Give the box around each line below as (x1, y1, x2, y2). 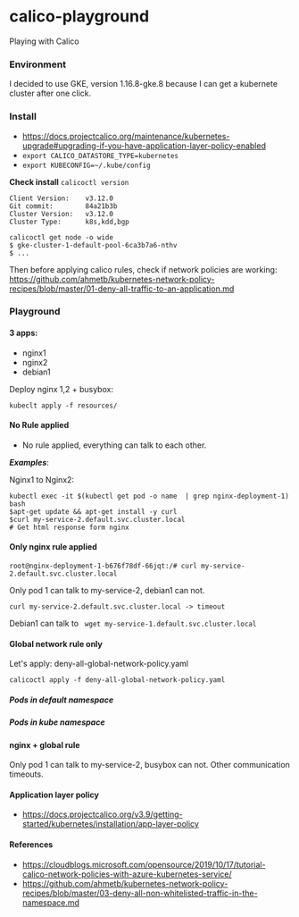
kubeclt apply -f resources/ (9, 400, 118, 410)
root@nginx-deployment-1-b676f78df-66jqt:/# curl (9, 561, 198, 571)
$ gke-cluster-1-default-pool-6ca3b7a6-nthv (9, 240, 178, 249)
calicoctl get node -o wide (9, 232, 114, 242)
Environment (9, 58, 67, 71)
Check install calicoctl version (9, 176, 129, 187)
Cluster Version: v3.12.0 (9, 209, 114, 218)
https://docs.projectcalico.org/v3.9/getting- (21, 809, 183, 820)
